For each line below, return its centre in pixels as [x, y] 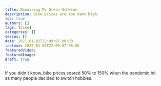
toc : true [15, 18]
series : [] [16, 37]
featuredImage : [20, 55]
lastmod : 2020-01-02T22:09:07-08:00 [42, 46]
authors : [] [17, 23]
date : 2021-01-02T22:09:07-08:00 [39, 41]
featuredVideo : [20, 50]
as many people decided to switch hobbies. [49, 78]
